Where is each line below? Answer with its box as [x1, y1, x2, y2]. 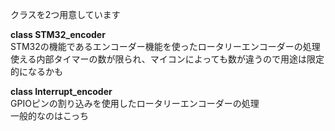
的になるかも [10, 66, 63, 77]
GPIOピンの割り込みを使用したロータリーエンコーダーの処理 [10, 98, 260, 109]
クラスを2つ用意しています [10, 9, 121, 20]
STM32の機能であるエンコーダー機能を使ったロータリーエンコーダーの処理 [10, 41, 321, 52]
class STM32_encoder [10, 29, 106, 40]
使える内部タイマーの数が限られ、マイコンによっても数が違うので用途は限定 [10, 53, 325, 65]
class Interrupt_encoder [10, 86, 113, 97]
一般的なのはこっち [10, 110, 90, 122]
